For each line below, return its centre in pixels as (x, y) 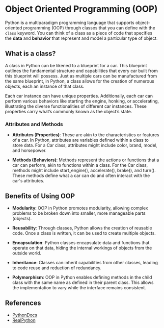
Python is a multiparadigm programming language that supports (70, 23)
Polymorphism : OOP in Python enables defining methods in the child (82, 277)
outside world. (27, 253)
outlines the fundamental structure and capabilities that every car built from (82, 71)
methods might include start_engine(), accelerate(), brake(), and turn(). (84, 171)
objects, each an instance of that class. (45, 86)
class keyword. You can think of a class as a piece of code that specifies (79, 33)
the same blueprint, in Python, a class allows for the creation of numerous (80, 81)
